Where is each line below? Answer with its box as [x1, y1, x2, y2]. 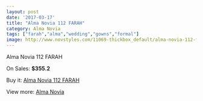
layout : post [6, 8, 39, 15]
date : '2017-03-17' [6, 14, 56, 20]
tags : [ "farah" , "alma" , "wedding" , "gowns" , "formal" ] [6, 31, 139, 37]
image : [6, 37, 23, 43]
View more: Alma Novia [6, 88, 65, 95]
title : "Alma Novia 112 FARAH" [6, 20, 85, 26]
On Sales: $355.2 [6, 65, 50, 72]
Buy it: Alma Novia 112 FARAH [6, 76, 80, 84]
